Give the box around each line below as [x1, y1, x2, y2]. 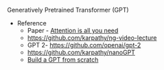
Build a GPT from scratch [27, 56, 99, 64]
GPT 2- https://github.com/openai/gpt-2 [27, 41, 141, 49]
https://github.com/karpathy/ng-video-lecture [27, 34, 157, 42]
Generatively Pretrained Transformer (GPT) [7, 6, 129, 14]
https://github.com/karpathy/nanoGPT [27, 48, 136, 56]
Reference [16, 19, 47, 27]
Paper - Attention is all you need [27, 27, 119, 34]
